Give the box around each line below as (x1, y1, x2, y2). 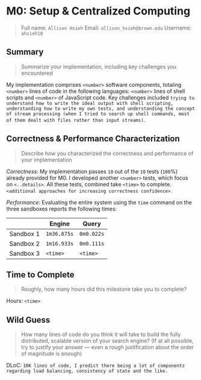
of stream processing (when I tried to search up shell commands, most (6, 110, 190, 117)
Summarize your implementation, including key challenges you (20, 63, 176, 70)
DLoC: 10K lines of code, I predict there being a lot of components (6, 362, 185, 369)
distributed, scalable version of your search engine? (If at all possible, (20, 337, 194, 344)
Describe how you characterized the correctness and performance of (20, 150, 194, 157)
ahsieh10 (20, 30, 43, 37)
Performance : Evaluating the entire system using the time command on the (6, 198, 193, 206)
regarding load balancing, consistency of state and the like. (6, 368, 169, 375)
